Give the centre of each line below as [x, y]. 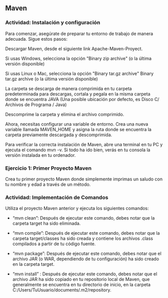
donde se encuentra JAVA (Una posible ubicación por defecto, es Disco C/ [82, 99]
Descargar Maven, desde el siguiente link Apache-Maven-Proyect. [74, 48]
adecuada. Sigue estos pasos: [36, 39]
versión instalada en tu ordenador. [41, 155]
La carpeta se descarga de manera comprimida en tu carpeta [68, 88]
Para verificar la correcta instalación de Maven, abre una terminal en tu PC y [84, 144]
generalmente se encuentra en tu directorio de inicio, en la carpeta [81, 285]
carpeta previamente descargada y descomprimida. [59, 135]
